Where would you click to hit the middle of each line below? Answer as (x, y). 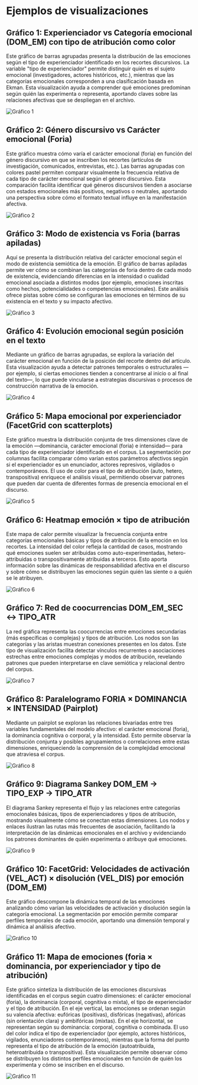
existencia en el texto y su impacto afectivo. (60, 301)
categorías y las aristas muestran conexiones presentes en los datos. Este (96, 644)
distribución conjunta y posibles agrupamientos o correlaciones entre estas (98, 741)
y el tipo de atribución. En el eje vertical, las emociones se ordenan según (96, 1008)
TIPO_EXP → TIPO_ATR (49, 793)
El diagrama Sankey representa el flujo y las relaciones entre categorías (93, 807)
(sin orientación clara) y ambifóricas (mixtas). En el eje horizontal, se (90, 1021)
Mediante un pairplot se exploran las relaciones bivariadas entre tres (90, 723)
